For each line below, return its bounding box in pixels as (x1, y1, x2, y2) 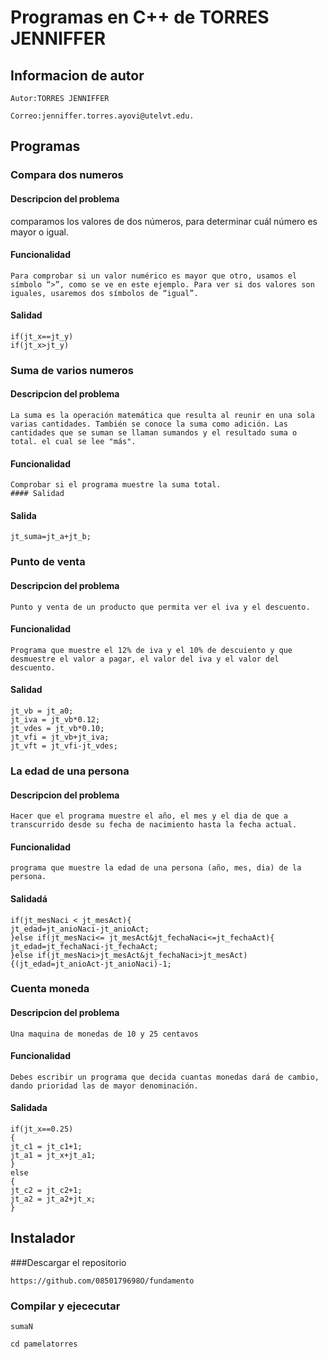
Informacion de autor (10, 67, 145, 84)
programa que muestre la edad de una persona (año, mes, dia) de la (10, 863, 302, 873)
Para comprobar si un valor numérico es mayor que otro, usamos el (10, 271, 298, 281)
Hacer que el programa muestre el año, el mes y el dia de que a (10, 811, 288, 821)
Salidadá (10, 892, 48, 905)
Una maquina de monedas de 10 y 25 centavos (10, 1029, 199, 1039)
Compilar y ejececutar (10, 1299, 121, 1313)
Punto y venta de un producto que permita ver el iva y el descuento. (10, 602, 311, 612)
